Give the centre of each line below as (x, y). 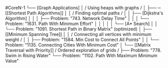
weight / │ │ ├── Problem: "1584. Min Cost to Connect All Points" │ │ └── (82, 39)
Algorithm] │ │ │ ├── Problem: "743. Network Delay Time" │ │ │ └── (77, 18)
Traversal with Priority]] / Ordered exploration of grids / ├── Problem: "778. (83, 50)
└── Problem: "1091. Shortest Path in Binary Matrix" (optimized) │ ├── (78, 29)
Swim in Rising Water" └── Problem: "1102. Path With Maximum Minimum (81, 55)
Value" (12, 61)
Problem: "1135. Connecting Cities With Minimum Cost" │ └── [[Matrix (78, 45)
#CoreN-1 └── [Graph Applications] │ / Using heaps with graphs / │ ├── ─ (83, 8)
